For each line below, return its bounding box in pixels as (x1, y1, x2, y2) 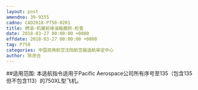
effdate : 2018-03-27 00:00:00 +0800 (6, 36, 97, 42)
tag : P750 (6, 42, 31, 48)
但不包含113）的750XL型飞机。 (6, 77, 82, 84)
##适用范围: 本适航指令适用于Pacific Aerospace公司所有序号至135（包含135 (6, 69, 193, 77)
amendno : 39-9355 (6, 14, 49, 20)
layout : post (6, 8, 39, 15)
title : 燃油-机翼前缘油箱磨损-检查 (6, 25, 84, 31)
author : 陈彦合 (6, 53, 41, 59)
